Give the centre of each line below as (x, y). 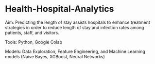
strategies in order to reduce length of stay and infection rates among (75, 27)
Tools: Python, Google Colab (34, 42)
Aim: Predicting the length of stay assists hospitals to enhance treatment (78, 22)
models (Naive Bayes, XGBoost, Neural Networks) (55, 56)
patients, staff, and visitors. (32, 32)
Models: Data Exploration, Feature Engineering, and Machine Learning (75, 51)
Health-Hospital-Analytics (60, 9)
